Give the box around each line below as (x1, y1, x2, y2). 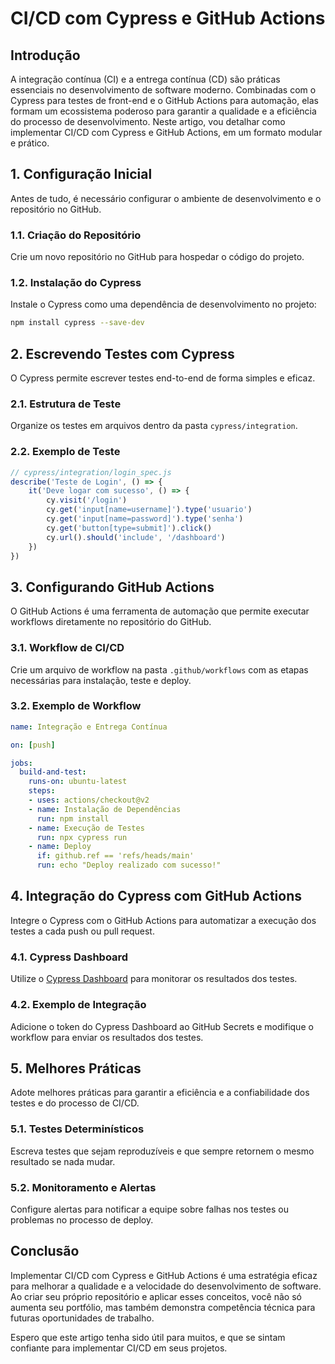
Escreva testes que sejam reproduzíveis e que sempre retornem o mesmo (10, 1145, 315, 1157)
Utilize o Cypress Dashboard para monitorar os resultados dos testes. (10, 973, 298, 985)
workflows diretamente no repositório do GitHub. (10, 616, 212, 628)
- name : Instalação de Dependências (28, 804, 182, 814)
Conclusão (10, 1243, 80, 1260)
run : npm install (36, 813, 110, 824)
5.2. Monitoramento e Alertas (10, 1180, 157, 1194)
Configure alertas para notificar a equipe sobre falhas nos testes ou (10, 1203, 289, 1215)
